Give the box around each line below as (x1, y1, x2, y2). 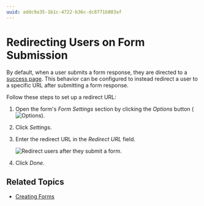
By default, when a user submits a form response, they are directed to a (6, 68, 188, 76)
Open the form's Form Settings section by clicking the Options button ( (15, 105, 194, 112)
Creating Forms (15, 193, 55, 200)
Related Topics (6, 177, 64, 187)
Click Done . (15, 159, 45, 166)
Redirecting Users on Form (6, 35, 145, 49)
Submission (6, 48, 69, 62)
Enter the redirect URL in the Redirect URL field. (15, 135, 136, 142)
